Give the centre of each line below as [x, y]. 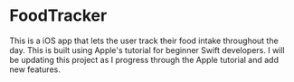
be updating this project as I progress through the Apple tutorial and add [144, 59]
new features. [35, 69]
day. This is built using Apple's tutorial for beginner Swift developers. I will [147, 50]
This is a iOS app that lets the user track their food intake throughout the [144, 41]
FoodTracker [58, 16]
